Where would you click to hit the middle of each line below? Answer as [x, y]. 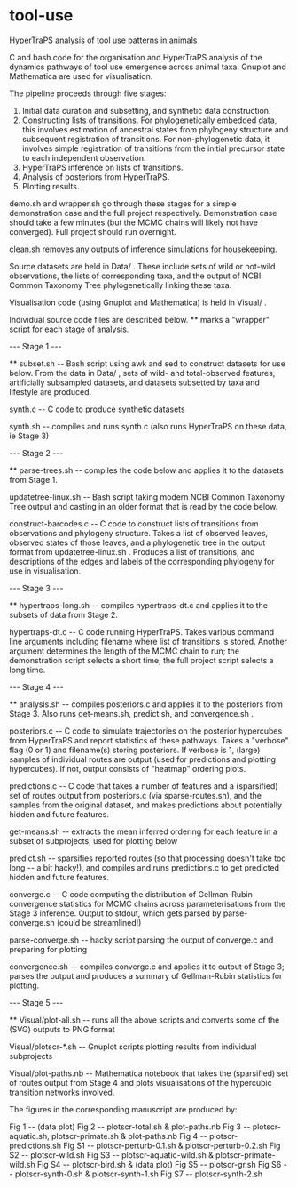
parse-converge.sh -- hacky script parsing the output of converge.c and [141, 940]
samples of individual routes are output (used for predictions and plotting [143, 759]
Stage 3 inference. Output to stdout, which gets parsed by [115, 913]
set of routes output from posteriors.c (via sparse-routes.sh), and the [135, 795]
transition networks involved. [62, 1092]
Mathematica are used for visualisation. [81, 76]
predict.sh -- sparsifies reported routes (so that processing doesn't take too [148, 858]
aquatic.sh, [30, 1136]
